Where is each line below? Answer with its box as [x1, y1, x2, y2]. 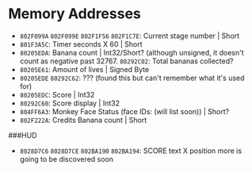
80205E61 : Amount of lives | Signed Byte [19, 64, 150, 74]
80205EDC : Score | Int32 [19, 90, 95, 99]
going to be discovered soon [19, 154, 113, 163]
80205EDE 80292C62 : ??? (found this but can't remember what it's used [19, 73, 245, 82]
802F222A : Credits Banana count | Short [19, 115, 147, 124]
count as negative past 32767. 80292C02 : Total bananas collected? [19, 56, 234, 66]
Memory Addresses [8, 5, 141, 23]
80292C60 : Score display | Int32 [19, 98, 120, 108]
